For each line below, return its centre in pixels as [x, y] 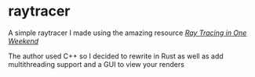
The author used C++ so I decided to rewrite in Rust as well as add [116, 56]
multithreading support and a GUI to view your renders [96, 64]
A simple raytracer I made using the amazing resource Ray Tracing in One [127, 33]
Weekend [24, 40]
